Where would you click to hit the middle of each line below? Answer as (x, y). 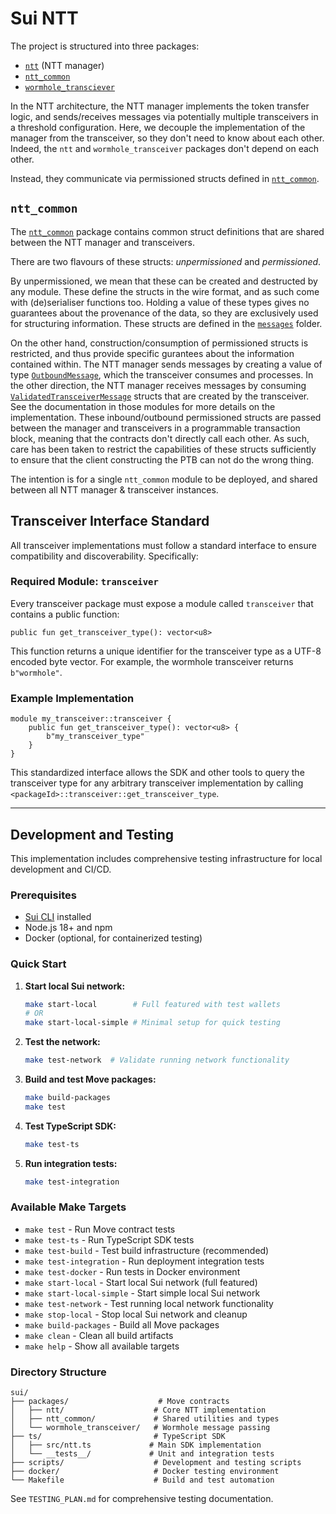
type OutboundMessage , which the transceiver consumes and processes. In (162, 374)
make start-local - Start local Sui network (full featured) (141, 1282)
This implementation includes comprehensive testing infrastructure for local (166, 858)
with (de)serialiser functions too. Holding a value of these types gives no (160, 302)
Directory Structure (58, 1372)
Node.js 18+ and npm (68, 928)
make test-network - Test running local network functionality (149, 1303)
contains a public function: (65, 614)
